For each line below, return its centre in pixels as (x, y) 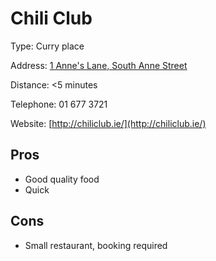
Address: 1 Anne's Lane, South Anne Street (99, 65)
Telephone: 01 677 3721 (59, 104)
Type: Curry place (47, 46)
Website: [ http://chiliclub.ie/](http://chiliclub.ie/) (108, 123)
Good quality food (62, 179)
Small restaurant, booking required (96, 245)
